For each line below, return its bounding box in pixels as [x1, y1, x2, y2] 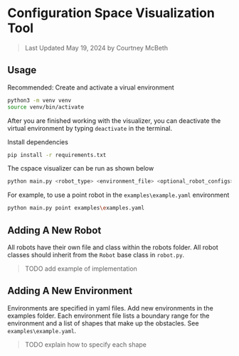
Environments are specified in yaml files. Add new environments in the [7, 303, 213, 312]
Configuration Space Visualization [7, 5, 215, 21]
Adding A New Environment [7, 285, 133, 297]
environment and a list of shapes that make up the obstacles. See [7, 318, 199, 328]
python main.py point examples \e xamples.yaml [7, 205, 144, 212]
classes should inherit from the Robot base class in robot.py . [7, 250, 185, 259]
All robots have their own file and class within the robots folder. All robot [7, 243, 218, 252]
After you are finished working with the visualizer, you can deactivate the [7, 116, 221, 125]
